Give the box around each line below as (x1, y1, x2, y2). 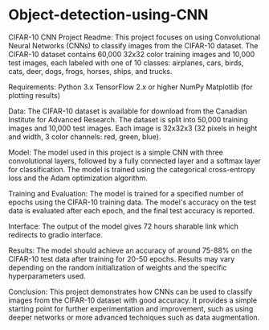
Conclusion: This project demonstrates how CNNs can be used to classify (8, 287, 253, 296)
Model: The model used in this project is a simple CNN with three (8, 147, 223, 157)
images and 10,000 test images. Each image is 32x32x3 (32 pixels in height (8, 123, 258, 133)
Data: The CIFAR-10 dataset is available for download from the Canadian (8, 106, 247, 116)
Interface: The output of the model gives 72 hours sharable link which (8, 221, 239, 231)
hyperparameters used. (8, 271, 86, 281)
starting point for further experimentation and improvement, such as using (8, 303, 254, 313)
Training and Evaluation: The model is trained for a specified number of (8, 188, 244, 198)
